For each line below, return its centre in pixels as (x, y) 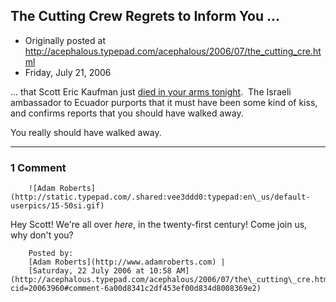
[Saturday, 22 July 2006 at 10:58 (100, 271)
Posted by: (51, 254)
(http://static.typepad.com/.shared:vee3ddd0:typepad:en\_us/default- (160, 197)
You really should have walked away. (86, 132)
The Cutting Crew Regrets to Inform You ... (145, 16)
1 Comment (38, 167)
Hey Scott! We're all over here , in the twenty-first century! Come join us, (159, 225)
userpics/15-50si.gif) (57, 206)
